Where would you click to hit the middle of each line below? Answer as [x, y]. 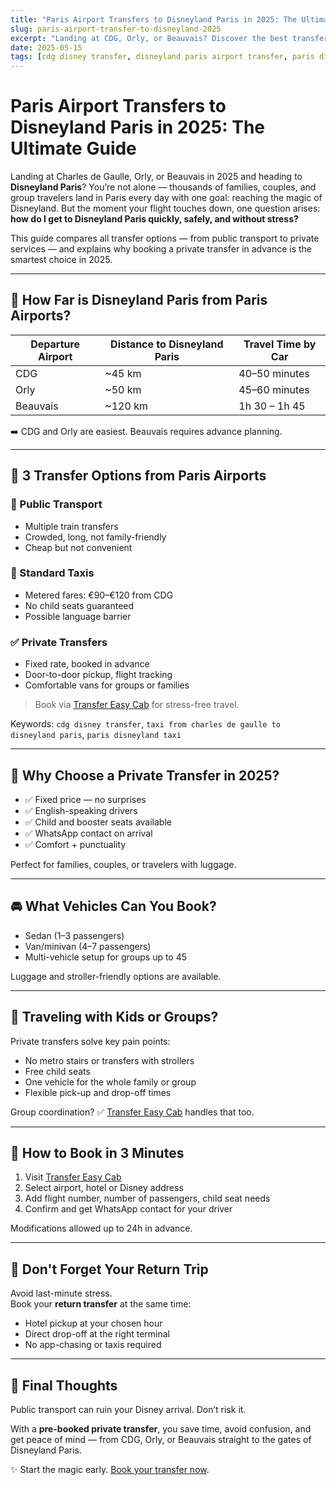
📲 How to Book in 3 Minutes [97, 1152]
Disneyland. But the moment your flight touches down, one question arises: [165, 208]
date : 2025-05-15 [46, 47]
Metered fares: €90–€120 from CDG [99, 595]
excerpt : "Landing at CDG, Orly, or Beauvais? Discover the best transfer [169, 38]
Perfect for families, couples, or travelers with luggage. [123, 864]
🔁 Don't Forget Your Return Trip [109, 1269]
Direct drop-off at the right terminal [97, 1334]
